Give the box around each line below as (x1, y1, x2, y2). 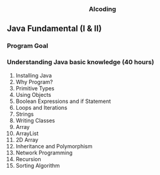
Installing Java (15, 71, 52, 79)
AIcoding (88, 5, 116, 13)
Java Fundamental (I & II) (7, 24, 102, 34)
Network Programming (15, 149, 73, 156)
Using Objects (15, 91, 52, 98)
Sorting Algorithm (15, 162, 60, 169)
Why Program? (15, 78, 53, 85)
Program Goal (7, 42, 48, 50)
